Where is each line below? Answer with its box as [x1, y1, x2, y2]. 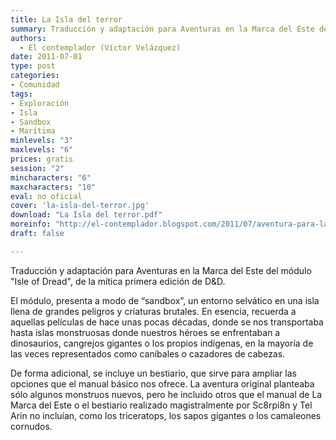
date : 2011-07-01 [10, 52, 83, 62]
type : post [10, 61, 56, 71]
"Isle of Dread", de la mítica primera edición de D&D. [10, 275, 226, 287]
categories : [10, 71, 60, 81]
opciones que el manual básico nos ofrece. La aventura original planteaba [10, 377, 315, 390]
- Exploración [10, 98, 70, 108]
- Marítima [10, 126, 56, 136]
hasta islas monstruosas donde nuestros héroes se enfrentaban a [10, 326, 281, 338]
